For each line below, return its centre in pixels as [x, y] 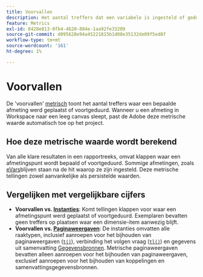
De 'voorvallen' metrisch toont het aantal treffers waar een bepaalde [91, 103]
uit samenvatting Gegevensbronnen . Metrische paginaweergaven [96, 248]
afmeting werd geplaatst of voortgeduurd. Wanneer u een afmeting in [93, 110]
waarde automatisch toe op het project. [55, 122]
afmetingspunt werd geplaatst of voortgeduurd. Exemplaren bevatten [101, 216]
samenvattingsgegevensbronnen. [56, 267]
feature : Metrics [28, 23]
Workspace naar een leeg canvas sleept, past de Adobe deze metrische [96, 116]
